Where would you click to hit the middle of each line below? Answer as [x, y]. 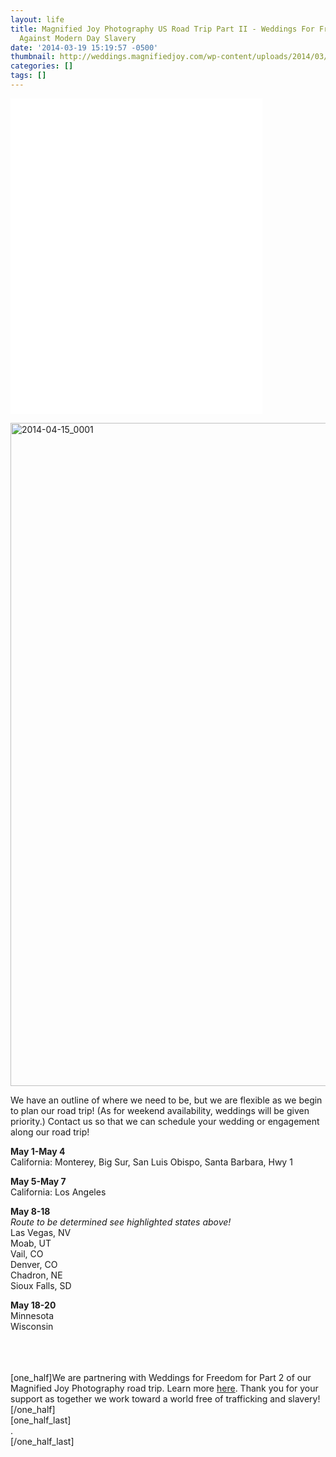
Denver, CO [34, 1264]
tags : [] [28, 76]
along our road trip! [50, 1132]
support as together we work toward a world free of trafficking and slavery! [165, 1398]
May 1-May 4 [38, 1151]
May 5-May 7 [38, 1181]
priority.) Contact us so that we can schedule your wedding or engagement [165, 1121]
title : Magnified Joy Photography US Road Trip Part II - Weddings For [162, 29]
